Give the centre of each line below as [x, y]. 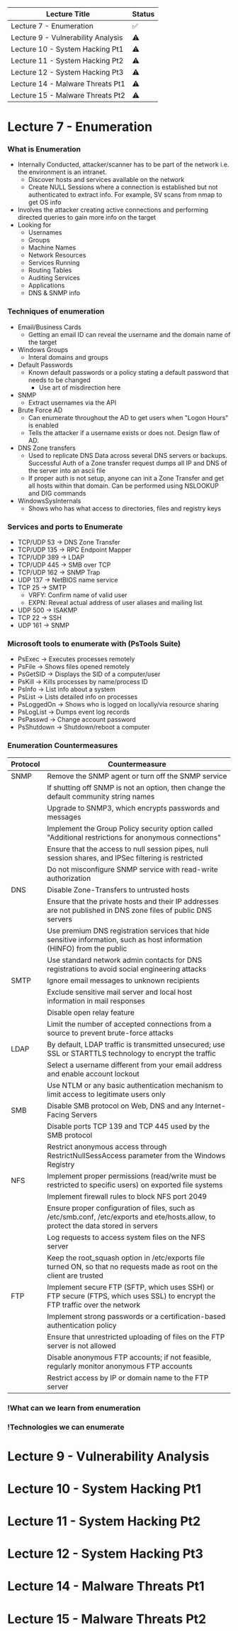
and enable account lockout [93, 1074]
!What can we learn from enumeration [74, 1408]
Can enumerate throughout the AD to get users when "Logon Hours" [128, 417]
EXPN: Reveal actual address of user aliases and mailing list [115, 603]
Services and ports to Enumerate [65, 527]
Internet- [210, 1106]
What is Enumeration [44, 149]
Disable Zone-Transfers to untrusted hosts [118, 889]
